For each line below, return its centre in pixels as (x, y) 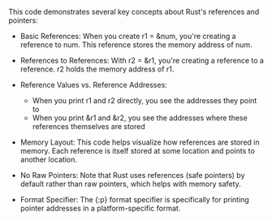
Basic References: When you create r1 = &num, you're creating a (128, 36)
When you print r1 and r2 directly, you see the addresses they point (145, 100)
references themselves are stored (89, 126)
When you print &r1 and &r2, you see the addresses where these (140, 118)
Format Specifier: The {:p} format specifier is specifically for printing (134, 199)
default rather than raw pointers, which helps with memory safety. (130, 184)
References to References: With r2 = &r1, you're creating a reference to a (142, 61)
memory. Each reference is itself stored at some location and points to (138, 151)
